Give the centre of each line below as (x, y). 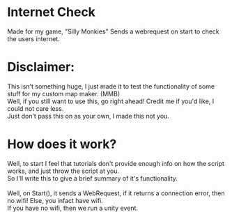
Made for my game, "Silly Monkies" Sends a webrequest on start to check (113, 31)
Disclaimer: (41, 67)
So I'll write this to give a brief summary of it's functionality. (92, 178)
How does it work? (62, 144)
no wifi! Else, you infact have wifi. (55, 200)
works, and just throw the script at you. (63, 171)
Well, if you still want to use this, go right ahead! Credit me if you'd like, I (111, 101)
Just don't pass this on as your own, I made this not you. (88, 116)
